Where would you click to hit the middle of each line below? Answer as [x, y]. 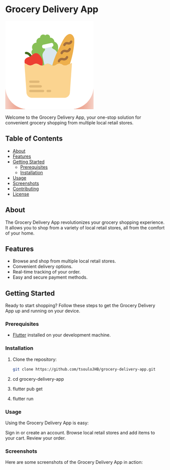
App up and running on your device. [43, 311]
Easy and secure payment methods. [50, 277]
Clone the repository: [35, 359]
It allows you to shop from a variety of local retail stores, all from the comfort [85, 227]
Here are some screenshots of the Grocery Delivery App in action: [74, 462]
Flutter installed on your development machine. [62, 335]
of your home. [20, 233]
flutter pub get [28, 389]
